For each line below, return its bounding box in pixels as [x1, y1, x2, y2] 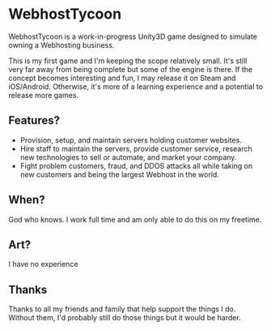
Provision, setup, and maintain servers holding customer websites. [19, 135, 243, 145]
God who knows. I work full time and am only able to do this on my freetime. [8, 214, 262, 224]
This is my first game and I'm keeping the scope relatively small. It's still [8, 56, 248, 66]
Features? [8, 114, 61, 128]
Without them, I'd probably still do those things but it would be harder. [8, 313, 241, 323]
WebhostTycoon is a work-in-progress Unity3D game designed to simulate [8, 32, 257, 41]
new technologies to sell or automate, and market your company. [19, 152, 237, 162]
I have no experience [8, 260, 78, 269]
